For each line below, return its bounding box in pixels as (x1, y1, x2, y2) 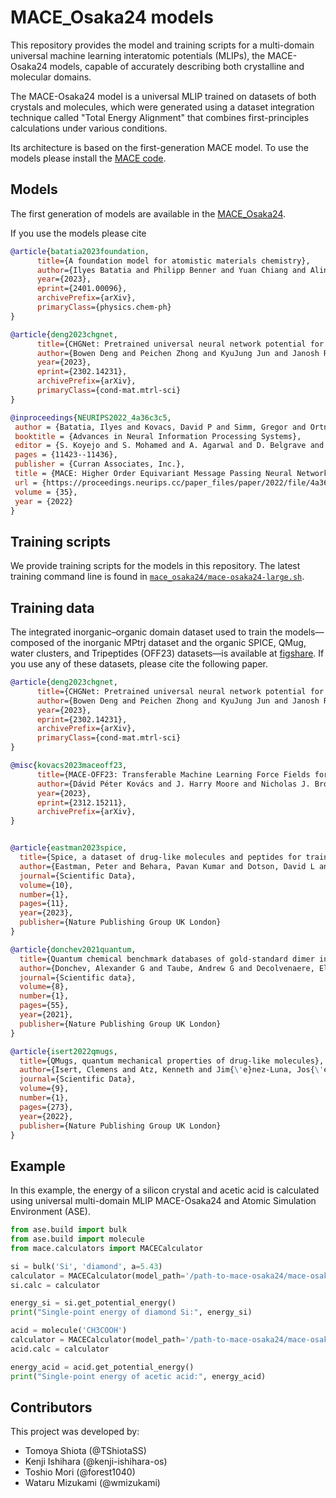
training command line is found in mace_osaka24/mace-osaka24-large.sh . (10, 571, 305, 583)
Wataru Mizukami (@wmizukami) (24, 1477, 161, 1489)
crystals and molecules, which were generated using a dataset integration (10, 101, 315, 113)
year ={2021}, (19, 1010, 74, 1020)
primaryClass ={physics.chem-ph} (36, 302, 172, 312)
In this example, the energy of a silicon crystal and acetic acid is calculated (10, 1184, 320, 1196)
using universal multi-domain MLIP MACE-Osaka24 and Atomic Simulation (10, 1195, 317, 1207)
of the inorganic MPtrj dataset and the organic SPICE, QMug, (56, 637, 307, 648)
